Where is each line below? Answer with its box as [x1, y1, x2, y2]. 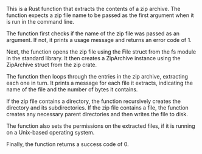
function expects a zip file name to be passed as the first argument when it [6, 12, 194, 19]
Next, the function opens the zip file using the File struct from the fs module [6, 48, 197, 55]
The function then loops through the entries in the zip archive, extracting [6, 73, 189, 80]
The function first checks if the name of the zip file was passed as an [6, 30, 180, 37]
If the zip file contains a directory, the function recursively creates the [6, 97, 181, 105]
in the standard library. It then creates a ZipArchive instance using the [6, 55, 181, 61]
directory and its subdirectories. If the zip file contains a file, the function [6, 104, 189, 111]
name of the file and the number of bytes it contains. [6, 86, 138, 93]
